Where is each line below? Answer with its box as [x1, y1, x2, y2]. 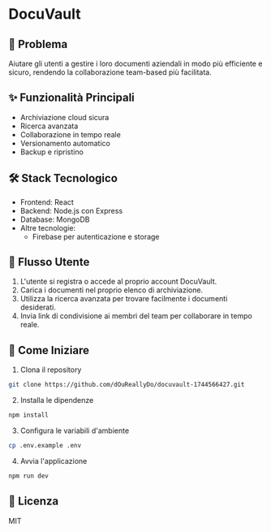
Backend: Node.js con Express [19, 205, 123, 215]
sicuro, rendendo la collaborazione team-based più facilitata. [8, 67, 213, 77]
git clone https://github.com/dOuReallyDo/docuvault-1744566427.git [8, 381, 245, 389]
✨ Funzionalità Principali [8, 91, 135, 105]
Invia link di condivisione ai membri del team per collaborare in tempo [19, 311, 253, 321]
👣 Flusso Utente [8, 255, 90, 269]
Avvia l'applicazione [19, 456, 88, 465]
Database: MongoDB [19, 214, 90, 224]
